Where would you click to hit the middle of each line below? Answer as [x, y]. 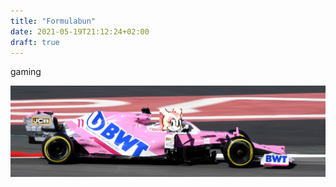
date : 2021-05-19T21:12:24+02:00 [80, 31]
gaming [26, 72]
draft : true [35, 42]
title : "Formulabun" [53, 21]
